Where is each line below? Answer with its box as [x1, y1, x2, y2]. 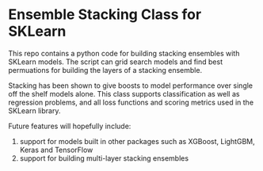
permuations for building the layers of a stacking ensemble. [8, 65, 203, 74]
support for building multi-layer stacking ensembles [19, 153, 189, 163]
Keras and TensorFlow [19, 145, 93, 154]
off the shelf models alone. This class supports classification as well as [8, 89, 240, 98]
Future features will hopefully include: [8, 121, 131, 131]
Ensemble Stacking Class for [8, 6, 202, 24]
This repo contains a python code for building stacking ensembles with [8, 48, 240, 58]
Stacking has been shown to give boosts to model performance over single [8, 81, 253, 90]
